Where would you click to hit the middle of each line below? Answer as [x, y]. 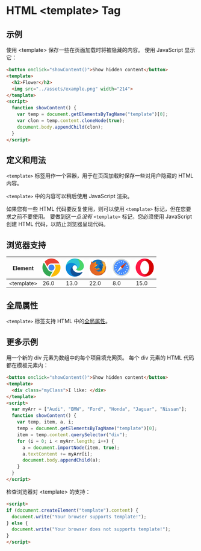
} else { [17, 523]
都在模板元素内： [27, 365]
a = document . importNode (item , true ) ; [71, 448]
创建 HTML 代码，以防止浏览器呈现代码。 [57, 224]
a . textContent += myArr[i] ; [57, 454]
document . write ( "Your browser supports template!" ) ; [79, 517]
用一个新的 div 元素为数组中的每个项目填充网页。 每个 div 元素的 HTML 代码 [100, 358]
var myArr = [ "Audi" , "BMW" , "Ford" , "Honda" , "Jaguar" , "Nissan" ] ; [99, 409]
